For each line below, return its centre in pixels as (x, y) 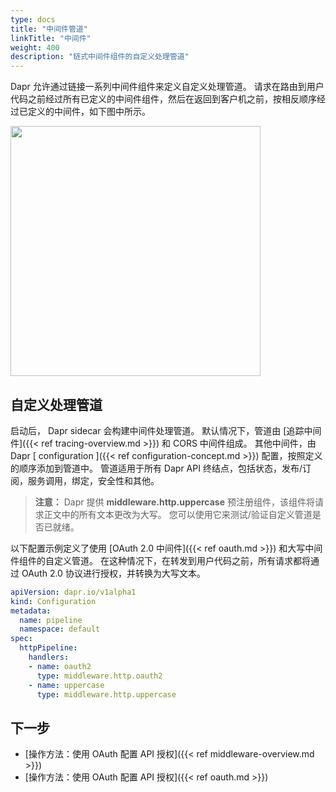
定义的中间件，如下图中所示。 (89, 112)
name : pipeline (51, 620)
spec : (21, 639)
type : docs (33, 19)
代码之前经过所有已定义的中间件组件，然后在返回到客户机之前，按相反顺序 (163, 99)
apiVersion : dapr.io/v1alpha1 (73, 592)
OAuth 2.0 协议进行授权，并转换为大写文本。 (113, 573)
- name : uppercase (66, 685)
